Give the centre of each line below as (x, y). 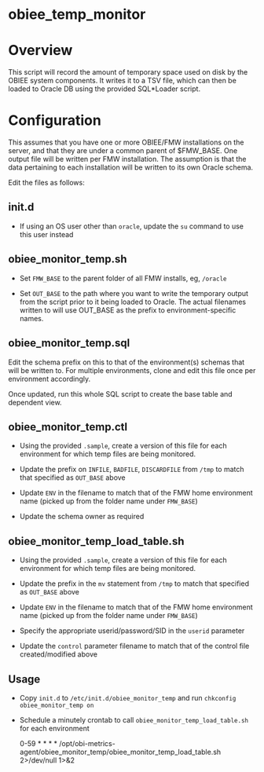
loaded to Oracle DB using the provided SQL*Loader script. (104, 89)
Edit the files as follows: (46, 183)
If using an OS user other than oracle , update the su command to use (131, 226)
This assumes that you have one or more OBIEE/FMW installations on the (126, 142)
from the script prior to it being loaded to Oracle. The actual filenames (132, 302)
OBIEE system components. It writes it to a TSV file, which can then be (123, 81)
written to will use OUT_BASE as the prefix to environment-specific (128, 310)
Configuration (55, 121)
